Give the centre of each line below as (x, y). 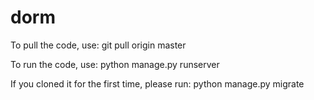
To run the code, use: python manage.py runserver (115, 64)
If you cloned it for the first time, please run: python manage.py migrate (157, 83)
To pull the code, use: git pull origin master (98, 45)
